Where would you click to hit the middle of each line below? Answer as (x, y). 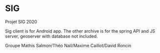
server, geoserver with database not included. (51, 36)
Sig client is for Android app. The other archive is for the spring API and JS (80, 31)
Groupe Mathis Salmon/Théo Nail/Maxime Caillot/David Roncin (68, 45)
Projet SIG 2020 (21, 22)
